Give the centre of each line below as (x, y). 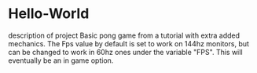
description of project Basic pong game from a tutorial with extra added (124, 35)
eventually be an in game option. (61, 60)
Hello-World (49, 14)
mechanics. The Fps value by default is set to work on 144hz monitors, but (129, 43)
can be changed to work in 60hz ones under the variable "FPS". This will (125, 52)
